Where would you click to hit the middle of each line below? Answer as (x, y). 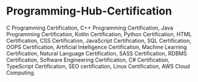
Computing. (21, 72)
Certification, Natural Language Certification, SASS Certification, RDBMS (97, 53)
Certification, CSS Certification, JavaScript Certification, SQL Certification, (99, 40)
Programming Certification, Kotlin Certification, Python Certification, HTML (99, 34)
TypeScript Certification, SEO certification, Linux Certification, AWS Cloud (98, 66)
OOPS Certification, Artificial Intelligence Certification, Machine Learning (97, 47)
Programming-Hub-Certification (89, 11)
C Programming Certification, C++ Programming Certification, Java (90, 28)
